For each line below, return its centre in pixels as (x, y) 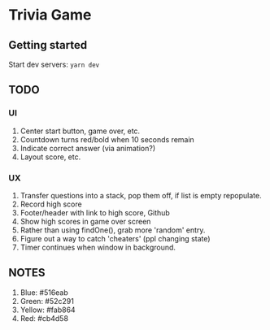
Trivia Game (50, 15)
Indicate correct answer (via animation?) (88, 148)
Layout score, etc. (50, 157)
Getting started (48, 45)
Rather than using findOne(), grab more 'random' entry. (113, 230)
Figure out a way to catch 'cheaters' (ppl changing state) (115, 238)
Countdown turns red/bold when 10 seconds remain (107, 139)
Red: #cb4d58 (44, 318)
